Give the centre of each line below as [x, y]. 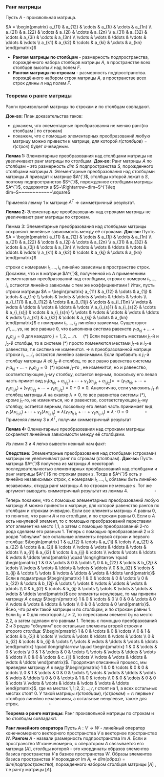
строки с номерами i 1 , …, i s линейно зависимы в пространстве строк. [78, 268]
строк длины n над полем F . [42, 83]
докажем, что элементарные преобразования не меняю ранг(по [80, 125]
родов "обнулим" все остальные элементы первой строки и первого [78, 536]
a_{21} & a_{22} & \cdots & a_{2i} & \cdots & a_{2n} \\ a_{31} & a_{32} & [76, 32]
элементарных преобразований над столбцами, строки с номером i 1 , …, [81, 279]
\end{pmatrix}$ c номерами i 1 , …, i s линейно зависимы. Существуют [76, 323]
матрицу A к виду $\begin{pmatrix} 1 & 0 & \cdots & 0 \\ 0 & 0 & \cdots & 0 [81, 599]
